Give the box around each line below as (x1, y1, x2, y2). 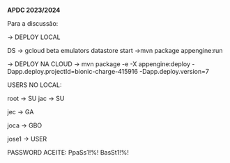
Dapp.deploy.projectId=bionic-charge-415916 (7, 68, 138, 75)
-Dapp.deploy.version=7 (139, 68, 209, 75)
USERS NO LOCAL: (7, 81, 62, 89)
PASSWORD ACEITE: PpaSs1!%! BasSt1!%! (7, 148, 129, 156)
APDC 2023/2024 (7, 6, 61, 14)
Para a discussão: (7, 20, 59, 27)
